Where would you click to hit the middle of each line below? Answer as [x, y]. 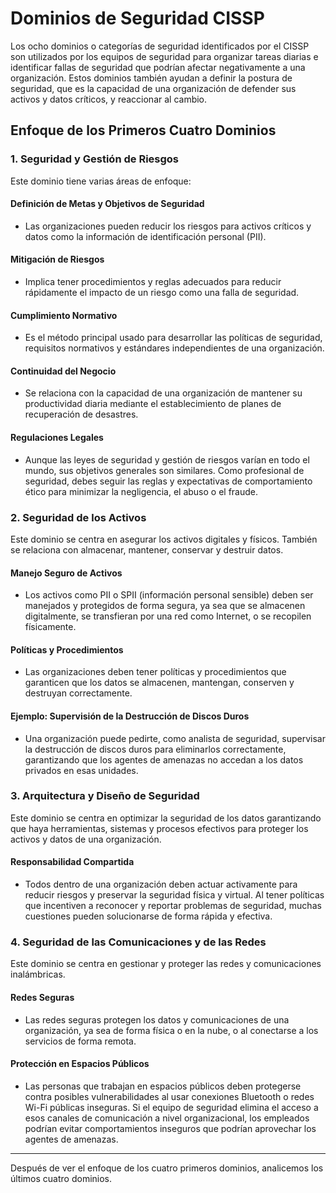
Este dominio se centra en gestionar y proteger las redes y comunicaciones [166, 964]
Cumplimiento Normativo [64, 315]
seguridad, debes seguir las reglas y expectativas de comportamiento [168, 481]
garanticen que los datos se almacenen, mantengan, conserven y [159, 683]
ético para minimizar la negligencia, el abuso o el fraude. [141, 491]
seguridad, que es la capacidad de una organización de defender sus [153, 88]
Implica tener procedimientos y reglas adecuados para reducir [153, 282]
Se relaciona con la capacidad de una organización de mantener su [163, 393]
